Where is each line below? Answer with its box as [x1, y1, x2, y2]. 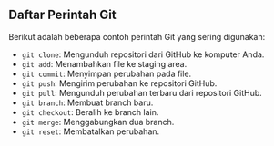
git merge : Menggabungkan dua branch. [21, 116, 175, 127]
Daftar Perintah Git [8, 7, 117, 23]
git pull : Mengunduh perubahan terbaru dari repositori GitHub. [21, 87, 263, 98]
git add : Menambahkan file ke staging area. [21, 58, 188, 69]
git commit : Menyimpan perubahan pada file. [21, 68, 192, 79]
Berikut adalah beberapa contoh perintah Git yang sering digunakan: [8, 31, 266, 42]
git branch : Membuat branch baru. [21, 97, 154, 108]
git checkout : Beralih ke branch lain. [21, 106, 159, 117]
